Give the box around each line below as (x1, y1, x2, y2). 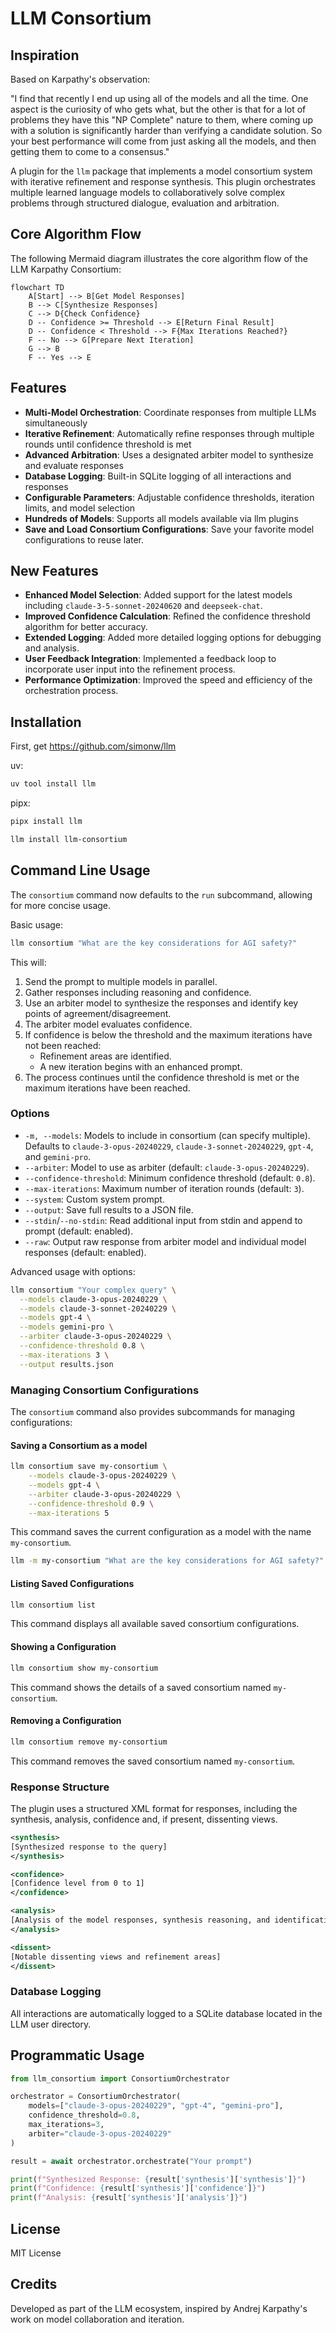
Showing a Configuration (10, 1641, 117, 1653)
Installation (10, 713, 82, 731)
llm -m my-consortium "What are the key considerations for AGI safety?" (10, 1556, 325, 1566)
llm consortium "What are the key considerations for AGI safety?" (10, 938, 298, 948)
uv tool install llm (10, 779, 97, 789)
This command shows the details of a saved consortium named (10, 1681, 272, 1693)
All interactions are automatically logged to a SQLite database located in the (10, 2007, 323, 2019)
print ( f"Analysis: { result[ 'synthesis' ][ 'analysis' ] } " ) (10, 2193, 248, 2203)
